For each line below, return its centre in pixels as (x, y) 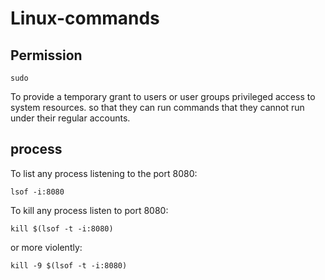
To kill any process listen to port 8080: (89, 210)
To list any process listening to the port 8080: (104, 173)
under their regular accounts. (70, 118)
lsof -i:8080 (37, 192)
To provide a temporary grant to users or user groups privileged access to (163, 96)
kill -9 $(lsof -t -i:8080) (69, 265)
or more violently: (46, 247)
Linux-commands (85, 18)
